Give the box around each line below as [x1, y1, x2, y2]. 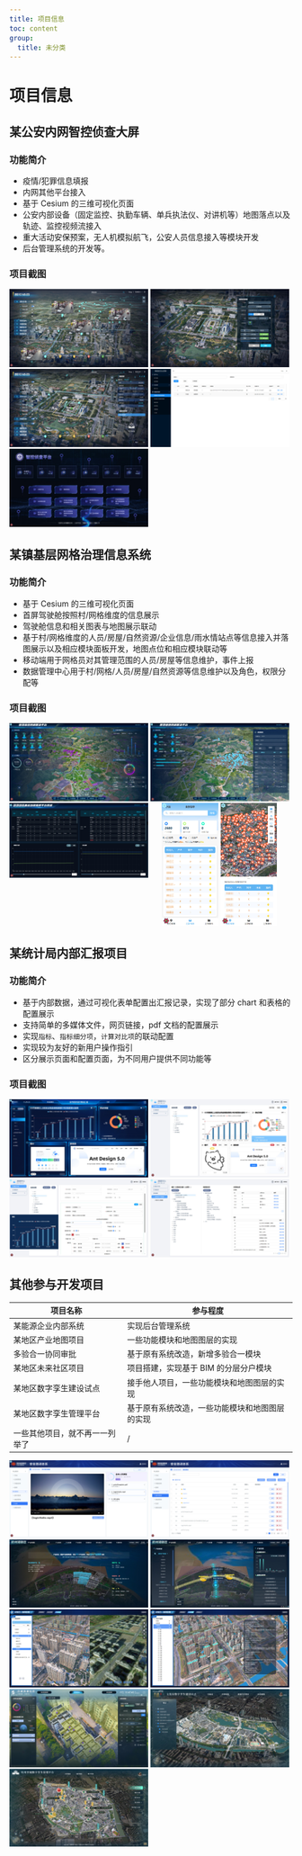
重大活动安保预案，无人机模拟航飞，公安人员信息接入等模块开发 [22, 232, 259, 243]
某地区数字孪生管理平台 [13, 1408, 101, 1419]
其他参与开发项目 [9, 1278, 104, 1293]
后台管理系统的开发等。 [22, 243, 110, 254]
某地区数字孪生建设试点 [13, 1382, 101, 1394]
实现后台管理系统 [127, 1320, 191, 1331]
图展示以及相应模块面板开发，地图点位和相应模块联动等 [22, 643, 227, 654]
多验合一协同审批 [13, 1349, 76, 1359]
